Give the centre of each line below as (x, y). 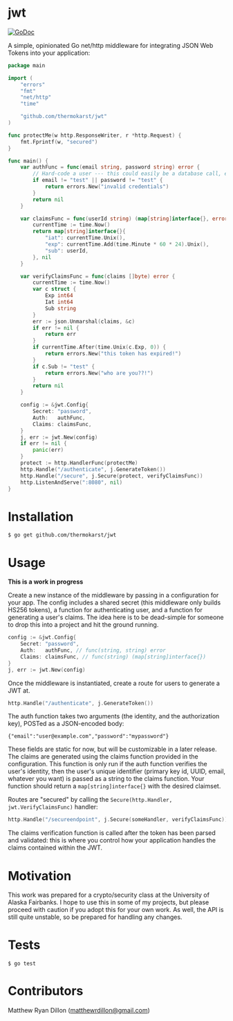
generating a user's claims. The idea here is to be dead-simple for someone (116, 617)
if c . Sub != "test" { (64, 366)
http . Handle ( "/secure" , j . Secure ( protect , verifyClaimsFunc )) (112, 476)
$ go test (22, 964)
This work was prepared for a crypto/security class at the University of (109, 895)
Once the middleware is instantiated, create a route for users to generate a (114, 683)
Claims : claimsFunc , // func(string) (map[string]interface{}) (113, 657)
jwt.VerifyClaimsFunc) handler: (53, 807)
